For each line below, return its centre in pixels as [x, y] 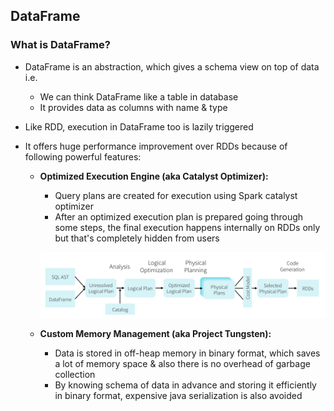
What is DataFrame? [60, 45]
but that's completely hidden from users [137, 238]
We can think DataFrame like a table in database [139, 96]
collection [75, 374]
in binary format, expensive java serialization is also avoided [178, 395]
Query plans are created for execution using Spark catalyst [176, 195]
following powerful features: [83, 156]
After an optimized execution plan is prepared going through [179, 216]
